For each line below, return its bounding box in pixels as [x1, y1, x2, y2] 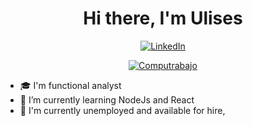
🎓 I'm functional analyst [19, 79, 122, 91]
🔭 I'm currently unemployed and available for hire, [19, 104, 226, 116]
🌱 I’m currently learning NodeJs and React [19, 93, 195, 106]
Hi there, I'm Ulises [83, 7, 243, 30]
